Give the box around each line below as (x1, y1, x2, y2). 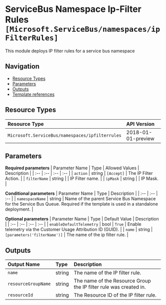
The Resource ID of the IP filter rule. (74, 292, 157, 299)
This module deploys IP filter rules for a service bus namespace (5, 48, 135, 54)
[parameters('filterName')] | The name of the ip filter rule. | (5, 232, 128, 238)
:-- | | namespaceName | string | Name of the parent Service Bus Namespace (5, 196, 156, 202)
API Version (126, 120, 155, 127)
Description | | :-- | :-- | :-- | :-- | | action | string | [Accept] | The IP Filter (5, 170, 153, 176)
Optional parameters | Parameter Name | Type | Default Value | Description (5, 216, 159, 222)
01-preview (126, 135, 155, 142)
